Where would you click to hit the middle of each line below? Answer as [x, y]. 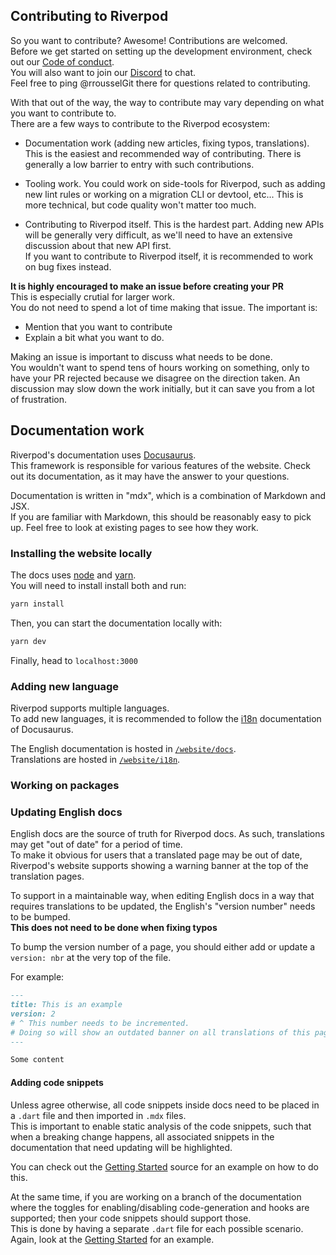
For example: [37, 977]
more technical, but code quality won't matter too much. [140, 205]
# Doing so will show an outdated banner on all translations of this [160, 1032]
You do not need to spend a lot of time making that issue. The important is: [164, 307]
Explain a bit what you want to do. [94, 337]
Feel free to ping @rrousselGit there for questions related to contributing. [160, 83]
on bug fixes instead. [68, 266]
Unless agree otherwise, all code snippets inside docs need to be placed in [165, 1105]
